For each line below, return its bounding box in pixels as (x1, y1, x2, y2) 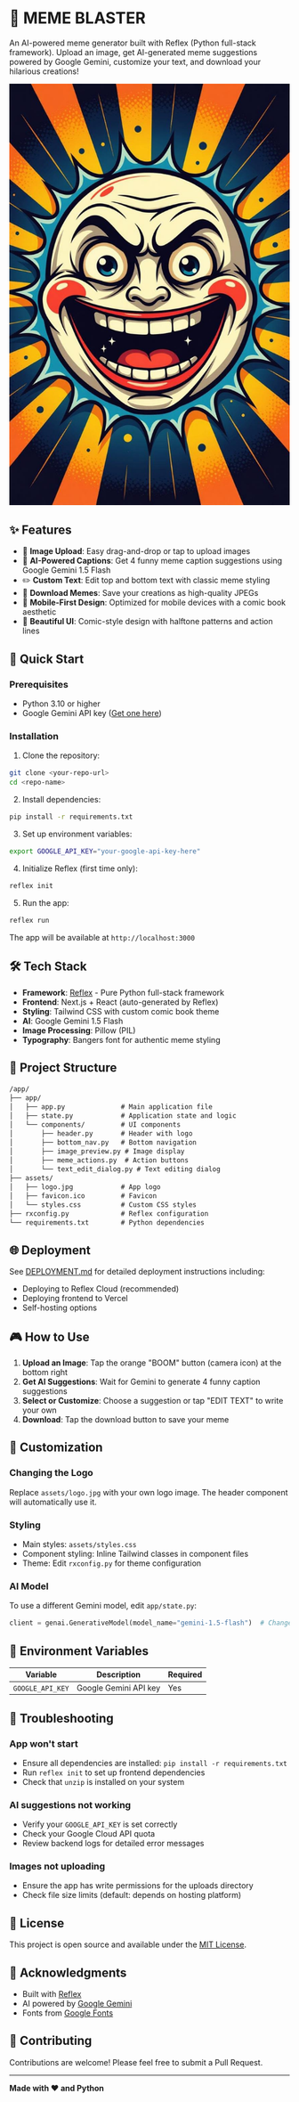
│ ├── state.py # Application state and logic (9, 1112, 238, 1120)
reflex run (9, 916, 50, 925)
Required (167, 1669, 203, 1680)
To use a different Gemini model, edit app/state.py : (9, 1601, 198, 1611)
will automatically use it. (9, 1496, 98, 1507)
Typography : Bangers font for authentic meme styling (21, 1034, 221, 1045)
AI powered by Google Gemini (21, 1999, 133, 2009)
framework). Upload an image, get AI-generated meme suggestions (9, 46, 258, 57)
